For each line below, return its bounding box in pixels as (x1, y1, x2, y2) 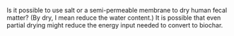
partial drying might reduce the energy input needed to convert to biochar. (6, 21, 223, 29)
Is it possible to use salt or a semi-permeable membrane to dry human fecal (6, 6, 228, 14)
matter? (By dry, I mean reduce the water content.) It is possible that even (6, 13, 221, 22)
